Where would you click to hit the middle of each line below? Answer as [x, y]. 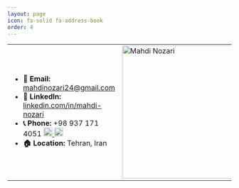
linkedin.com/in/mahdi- [62, 105]
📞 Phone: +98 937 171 [61, 123]
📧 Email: [37, 79]
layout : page [27, 14]
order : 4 [20, 27]
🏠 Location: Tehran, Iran [65, 143]
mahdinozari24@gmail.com [69, 87]
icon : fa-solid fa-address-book [55, 21]
